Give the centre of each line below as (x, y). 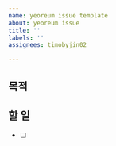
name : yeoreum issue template (58, 15)
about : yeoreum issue (44, 23)
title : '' (25, 30)
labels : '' (26, 38)
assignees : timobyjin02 (48, 45)
